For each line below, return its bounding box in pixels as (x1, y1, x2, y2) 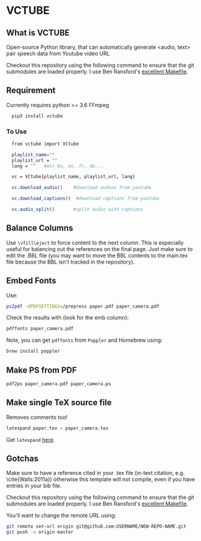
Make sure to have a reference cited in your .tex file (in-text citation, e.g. (6, 469, 185, 477)
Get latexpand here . (6, 436, 55, 443)
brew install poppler (6, 348, 61, 354)
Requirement (6, 85, 56, 96)
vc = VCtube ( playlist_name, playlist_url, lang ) (11, 174, 136, 180)
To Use (6, 127, 27, 135)
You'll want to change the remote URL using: (6, 512, 116, 519)
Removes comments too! (6, 413, 68, 421)
